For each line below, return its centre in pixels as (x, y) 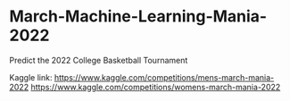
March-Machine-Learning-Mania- (138, 17)
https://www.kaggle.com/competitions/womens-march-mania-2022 (156, 87)
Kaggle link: (31, 77)
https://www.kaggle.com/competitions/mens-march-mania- (164, 77)
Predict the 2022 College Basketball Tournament (99, 60)
